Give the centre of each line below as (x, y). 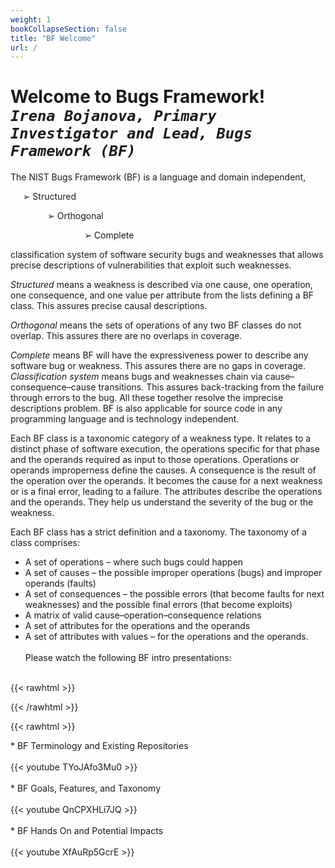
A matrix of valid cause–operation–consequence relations (143, 615)
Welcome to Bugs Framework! (138, 97)
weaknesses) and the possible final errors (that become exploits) (158, 605)
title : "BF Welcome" (53, 38)
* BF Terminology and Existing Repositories (99, 746)
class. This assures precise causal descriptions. (109, 306)
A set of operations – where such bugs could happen (134, 562)
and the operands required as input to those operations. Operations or (155, 460)
